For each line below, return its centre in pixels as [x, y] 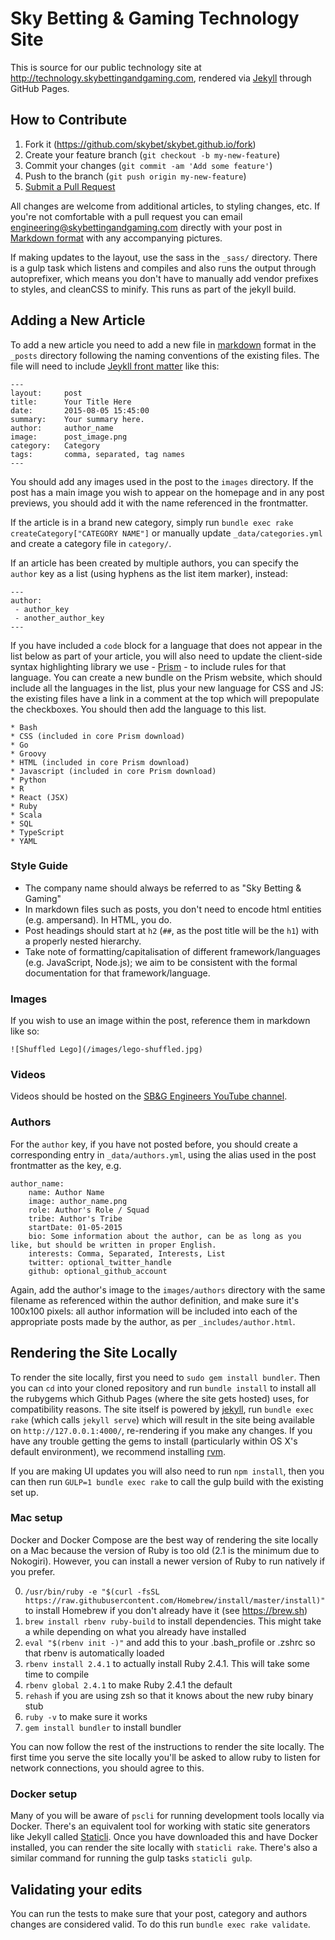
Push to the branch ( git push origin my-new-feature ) [135, 176]
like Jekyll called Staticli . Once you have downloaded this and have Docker [164, 1837]
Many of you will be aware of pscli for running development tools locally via [167, 1816]
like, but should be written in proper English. [113, 1245]
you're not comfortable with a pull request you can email [126, 216]
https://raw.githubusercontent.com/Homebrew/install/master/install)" [175, 1600]
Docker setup [44, 1794]
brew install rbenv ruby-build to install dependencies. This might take [173, 1621]
